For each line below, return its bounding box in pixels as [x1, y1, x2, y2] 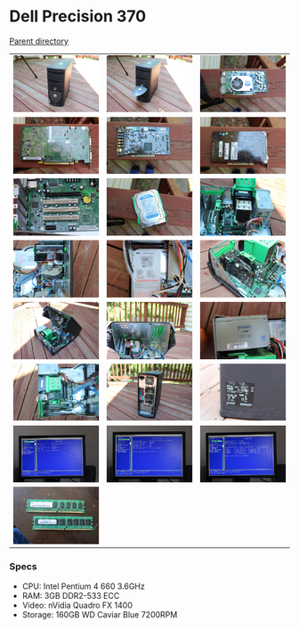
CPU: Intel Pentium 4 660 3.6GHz [21, 581, 145, 592]
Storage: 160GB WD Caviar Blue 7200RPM [21, 609, 178, 620]
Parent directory [9, 36, 69, 46]
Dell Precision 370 [9, 6, 147, 27]
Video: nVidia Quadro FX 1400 [21, 600, 133, 610]
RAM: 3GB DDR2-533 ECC [21, 590, 120, 600]
